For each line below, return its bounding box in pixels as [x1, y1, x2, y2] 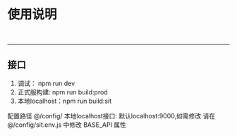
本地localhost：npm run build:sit [17, 97, 112, 105]
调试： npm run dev [17, 79, 75, 87]
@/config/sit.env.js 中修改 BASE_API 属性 [7, 120, 127, 129]
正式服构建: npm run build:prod [17, 87, 108, 96]
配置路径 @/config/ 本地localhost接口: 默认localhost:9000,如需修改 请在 [7, 111, 216, 120]
